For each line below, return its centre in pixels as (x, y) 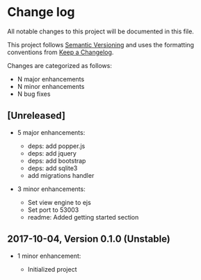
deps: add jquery (52, 153)
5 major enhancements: (51, 132)
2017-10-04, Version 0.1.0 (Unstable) (89, 239)
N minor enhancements (51, 86)
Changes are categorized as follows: (60, 65)
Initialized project (52, 269)
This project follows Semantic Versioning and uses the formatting (101, 44)
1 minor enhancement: (49, 256)
